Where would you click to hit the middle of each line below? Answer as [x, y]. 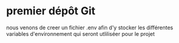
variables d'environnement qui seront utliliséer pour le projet [81, 33]
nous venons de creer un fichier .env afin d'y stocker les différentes [90, 27]
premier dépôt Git [51, 11]
